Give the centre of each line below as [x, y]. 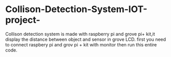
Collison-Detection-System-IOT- [76, 9]
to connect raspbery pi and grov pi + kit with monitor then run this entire [81, 44]
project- [23, 20]
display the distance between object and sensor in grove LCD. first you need [86, 39]
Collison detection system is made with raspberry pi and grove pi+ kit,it [80, 34]
